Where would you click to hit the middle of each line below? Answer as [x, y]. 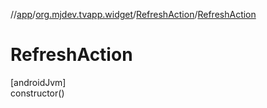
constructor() [37, 93]
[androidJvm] [38, 82]
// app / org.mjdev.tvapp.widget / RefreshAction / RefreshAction [133, 14]
